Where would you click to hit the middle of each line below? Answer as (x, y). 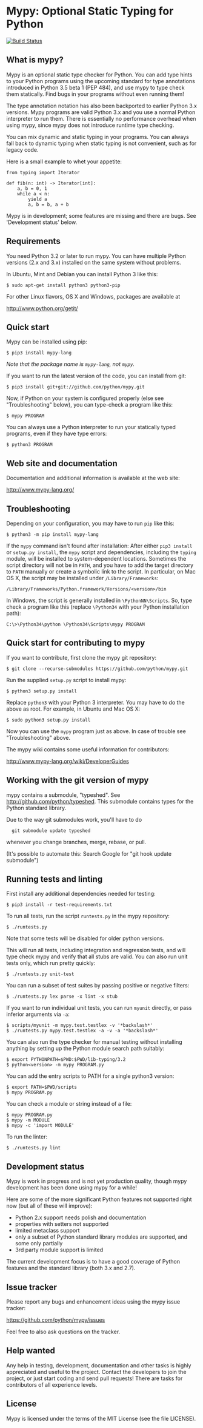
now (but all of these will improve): (49, 1206)
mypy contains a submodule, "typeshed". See (63, 795)
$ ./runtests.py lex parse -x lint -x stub (62, 997)
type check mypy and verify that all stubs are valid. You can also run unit (97, 956)
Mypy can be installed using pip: (47, 342)
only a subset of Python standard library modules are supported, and (101, 1237)
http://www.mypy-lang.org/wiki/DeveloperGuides (68, 761)
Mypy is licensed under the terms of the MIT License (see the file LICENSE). (101, 1418)
